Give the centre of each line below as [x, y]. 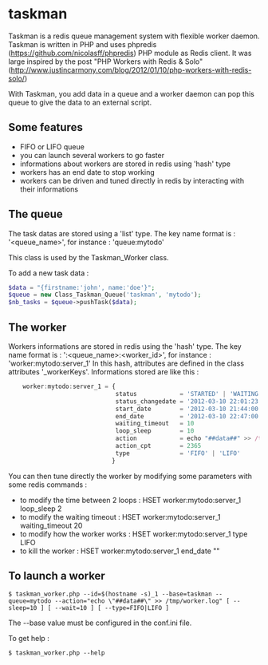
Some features [46, 127]
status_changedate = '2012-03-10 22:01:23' [189, 401]
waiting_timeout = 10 [155, 424]
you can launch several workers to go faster [92, 155]
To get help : [29, 639]
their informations [49, 189]
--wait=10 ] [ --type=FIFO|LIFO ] [112, 608]
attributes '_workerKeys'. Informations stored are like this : [104, 372]
